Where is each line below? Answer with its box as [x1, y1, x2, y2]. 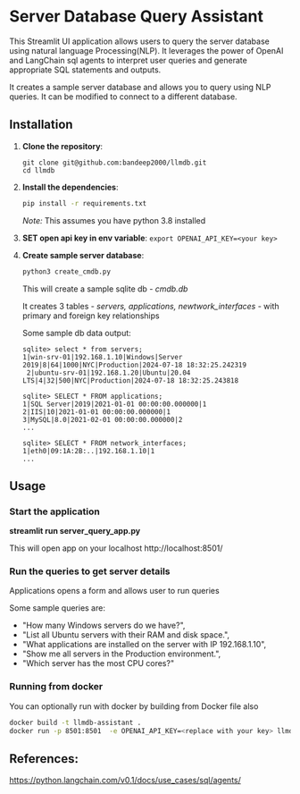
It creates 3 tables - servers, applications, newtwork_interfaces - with [21, 300, 279, 311]
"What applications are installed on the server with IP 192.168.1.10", [21, 639, 267, 650]
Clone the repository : [21, 140, 104, 151]
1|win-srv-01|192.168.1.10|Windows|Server [21, 352, 183, 361]
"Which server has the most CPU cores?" [21, 658, 175, 669]
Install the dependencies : [21, 182, 119, 192]
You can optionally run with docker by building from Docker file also [9, 700, 259, 712]
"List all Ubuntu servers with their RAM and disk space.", [21, 629, 230, 640]
